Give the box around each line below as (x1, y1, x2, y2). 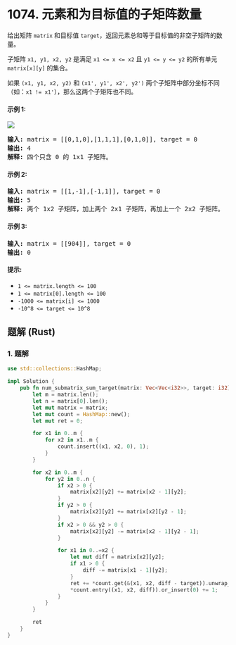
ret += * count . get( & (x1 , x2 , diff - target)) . (70, 580, 209, 587)
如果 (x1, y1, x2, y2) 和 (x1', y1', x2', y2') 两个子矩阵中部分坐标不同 (7, 78, 220, 87)
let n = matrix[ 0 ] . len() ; (32, 397, 109, 405)
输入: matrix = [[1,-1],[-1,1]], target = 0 (7, 187, 161, 196)
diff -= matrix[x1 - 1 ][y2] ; (82, 567, 169, 574)
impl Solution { (7, 378, 55, 385)
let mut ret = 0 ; (32, 417, 83, 425)
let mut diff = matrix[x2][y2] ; (70, 553, 165, 561)
